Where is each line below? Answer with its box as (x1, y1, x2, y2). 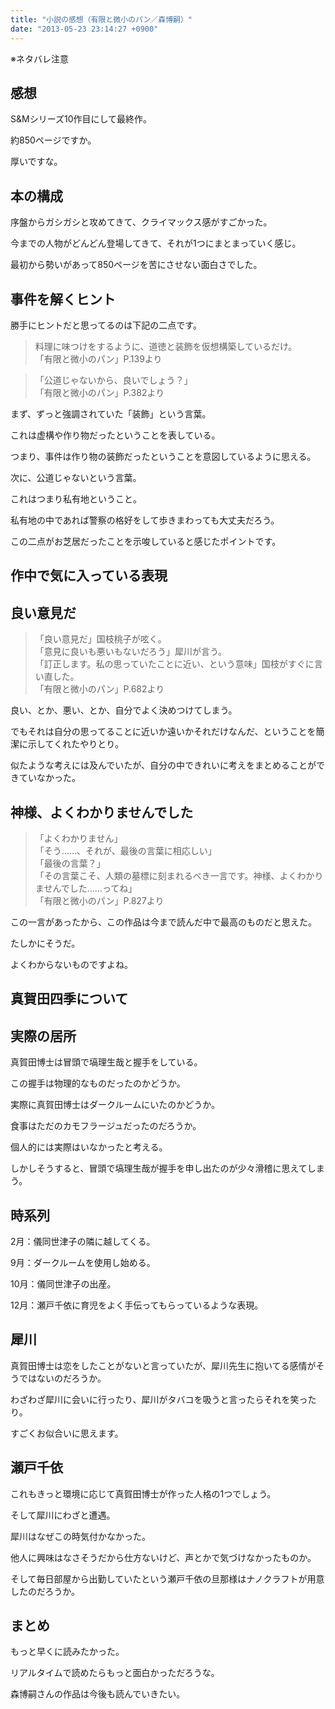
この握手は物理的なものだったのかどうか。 (10, 1077, 186, 1090)
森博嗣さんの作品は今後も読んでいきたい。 (10, 1688, 186, 1700)
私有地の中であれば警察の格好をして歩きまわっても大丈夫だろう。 (10, 514, 280, 526)
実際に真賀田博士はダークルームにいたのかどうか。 (10, 1099, 220, 1111)
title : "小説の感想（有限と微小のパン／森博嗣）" (10, 14, 193, 25)
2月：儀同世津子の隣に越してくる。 (10, 1235, 156, 1247)
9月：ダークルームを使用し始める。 (10, 1256, 156, 1268)
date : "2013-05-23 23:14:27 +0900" (10, 24, 159, 34)
